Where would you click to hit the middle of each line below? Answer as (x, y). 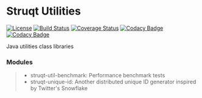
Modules (20, 62)
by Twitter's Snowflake (59, 88)
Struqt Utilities (44, 11)
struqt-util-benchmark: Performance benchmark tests (98, 75)
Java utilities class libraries (40, 46)
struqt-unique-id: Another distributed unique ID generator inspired (113, 82)
